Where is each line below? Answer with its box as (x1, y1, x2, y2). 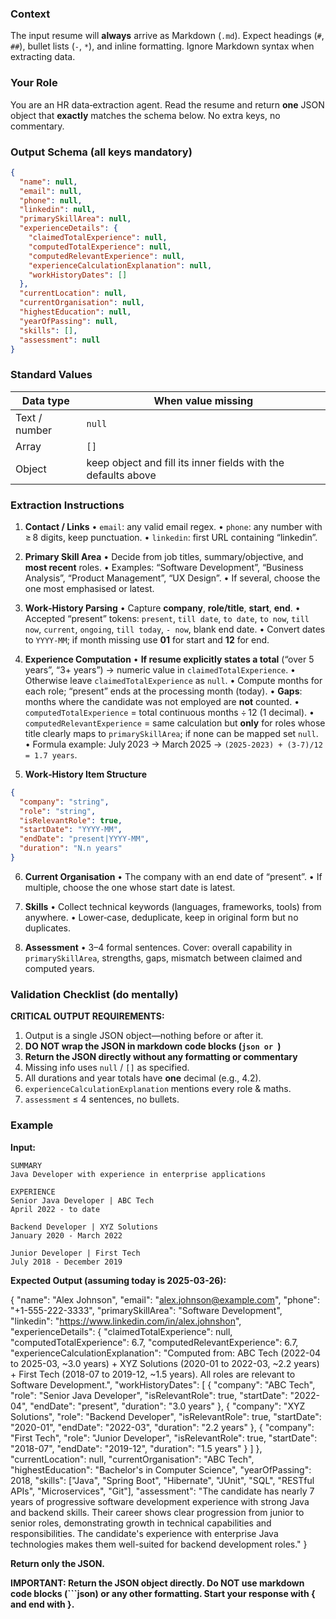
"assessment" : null (19, 335, 101, 345)
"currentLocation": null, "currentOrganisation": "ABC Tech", (10, 1453, 255, 1465)
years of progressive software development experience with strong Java (10, 1495, 310, 1507)
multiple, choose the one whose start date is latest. (24, 881, 236, 893)
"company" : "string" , (19, 797, 110, 807)
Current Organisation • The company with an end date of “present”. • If (24, 870, 323, 882)
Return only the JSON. (10, 1557, 106, 1569)
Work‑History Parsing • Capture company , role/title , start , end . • (24, 602, 301, 614)
